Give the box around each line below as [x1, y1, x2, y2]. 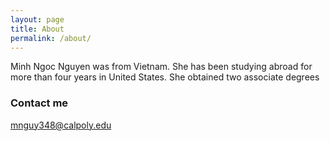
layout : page [10, 14, 65, 25]
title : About [10, 24, 65, 34]
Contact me [10, 96, 69, 110]
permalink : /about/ [10, 33, 92, 43]
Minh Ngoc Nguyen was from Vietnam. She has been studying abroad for [10, 61, 313, 73]
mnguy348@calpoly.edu [10, 119, 112, 131]
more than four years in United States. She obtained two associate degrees [10, 71, 320, 83]
